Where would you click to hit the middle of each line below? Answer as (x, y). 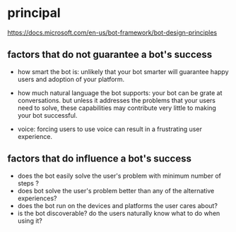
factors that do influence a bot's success (100, 159)
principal (34, 13)
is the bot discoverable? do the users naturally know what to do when (119, 213)
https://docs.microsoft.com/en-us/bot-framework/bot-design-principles (112, 32)
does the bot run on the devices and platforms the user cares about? (117, 205)
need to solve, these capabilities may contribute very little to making (117, 108)
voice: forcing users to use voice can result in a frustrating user (110, 129)
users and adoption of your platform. (71, 79)
